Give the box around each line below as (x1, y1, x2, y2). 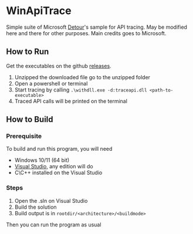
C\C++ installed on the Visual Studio (14, 169, 103, 177)
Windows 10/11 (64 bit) (14, 157, 70, 164)
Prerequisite (6, 132, 42, 140)
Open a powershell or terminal (14, 80, 88, 87)
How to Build (6, 114, 54, 124)
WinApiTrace (6, 4, 72, 18)
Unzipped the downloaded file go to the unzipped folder (14, 73, 151, 80)
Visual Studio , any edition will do (14, 163, 93, 170)
